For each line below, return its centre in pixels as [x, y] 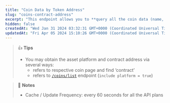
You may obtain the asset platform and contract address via [88, 59]
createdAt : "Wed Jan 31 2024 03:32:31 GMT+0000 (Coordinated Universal [82, 29]
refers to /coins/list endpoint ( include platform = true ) [93, 75]
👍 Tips [25, 48]
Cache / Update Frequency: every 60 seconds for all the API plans [94, 95]
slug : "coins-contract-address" [39, 15]
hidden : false [20, 24]
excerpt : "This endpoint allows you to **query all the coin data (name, [85, 19]
